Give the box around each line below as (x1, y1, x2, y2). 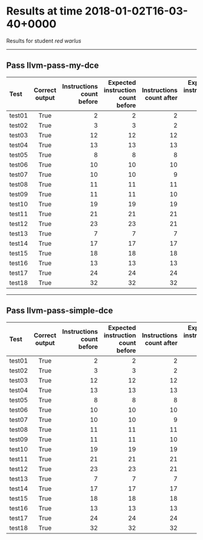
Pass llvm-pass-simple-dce (6, 306, 114, 316)
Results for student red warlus (6, 37, 82, 44)
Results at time (6, 4, 83, 18)
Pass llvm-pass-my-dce (6, 61, 99, 71)
